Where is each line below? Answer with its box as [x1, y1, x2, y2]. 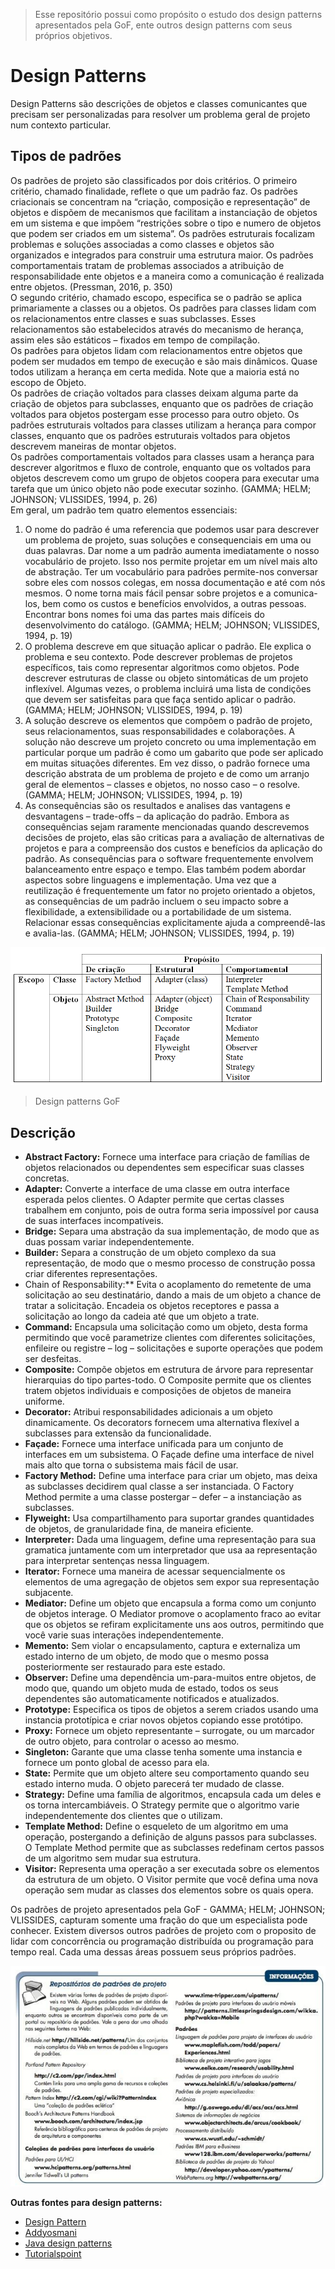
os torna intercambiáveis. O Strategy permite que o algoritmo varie [24, 1799, 300, 1811]
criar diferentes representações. [24, 1267, 158, 1279]
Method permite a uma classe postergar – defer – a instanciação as [24, 1490, 302, 1503]
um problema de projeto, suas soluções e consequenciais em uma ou [24, 534, 312, 546]
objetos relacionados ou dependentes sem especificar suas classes [24, 1161, 305, 1173]
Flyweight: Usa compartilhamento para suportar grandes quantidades [24, 1512, 315, 1524]
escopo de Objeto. [10, 376, 87, 388]
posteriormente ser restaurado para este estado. [24, 1660, 226, 1673]
